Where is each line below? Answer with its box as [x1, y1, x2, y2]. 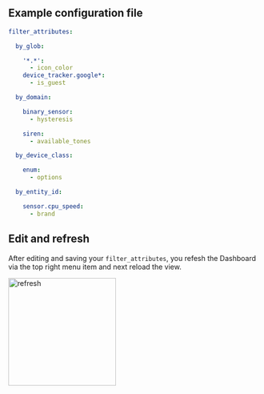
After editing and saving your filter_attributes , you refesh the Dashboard [8, 253, 257, 263]
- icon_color [29, 64, 74, 72]
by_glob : [15, 42, 45, 50]
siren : [22, 130, 45, 138]
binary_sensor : [22, 107, 74, 115]
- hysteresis [29, 115, 74, 123]
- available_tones [29, 137, 91, 145]
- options [29, 174, 62, 182]
